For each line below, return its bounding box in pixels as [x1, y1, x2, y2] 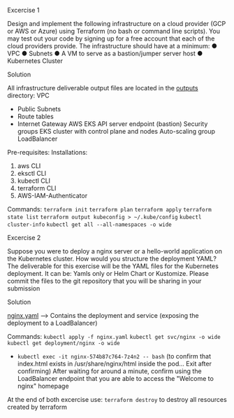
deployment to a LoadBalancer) [7, 319, 98, 327]
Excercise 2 [7, 234, 41, 242]
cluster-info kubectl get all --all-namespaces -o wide [7, 221, 173, 228]
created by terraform [7, 403, 68, 411]
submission [7, 284, 41, 293]
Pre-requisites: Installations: [7, 148, 88, 156]
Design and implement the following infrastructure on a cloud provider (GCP [7, 20, 226, 27]
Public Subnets [17, 105, 61, 113]
